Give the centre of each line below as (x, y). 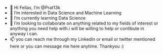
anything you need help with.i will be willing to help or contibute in (77, 28)
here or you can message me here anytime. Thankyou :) (67, 46)
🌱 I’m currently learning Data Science (48, 18)
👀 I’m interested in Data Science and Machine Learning (66, 13)
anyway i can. (24, 34)
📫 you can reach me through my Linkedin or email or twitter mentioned (82, 39)
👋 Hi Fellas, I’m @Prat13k (35, 8)
